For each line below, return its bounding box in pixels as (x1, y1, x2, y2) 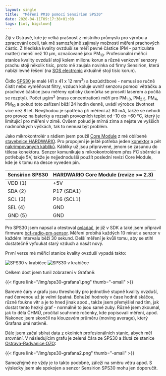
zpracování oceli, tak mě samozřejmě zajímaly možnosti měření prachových (5, 40, 160, 46)
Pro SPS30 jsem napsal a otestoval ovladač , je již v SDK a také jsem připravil (5, 225, 162, 230)
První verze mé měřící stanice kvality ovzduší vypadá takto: (5, 250, 126, 256)
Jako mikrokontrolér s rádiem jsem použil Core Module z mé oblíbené (5, 133, 147, 139)
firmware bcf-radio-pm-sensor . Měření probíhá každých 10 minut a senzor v (5, 229, 161, 236)
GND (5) (7, 212, 27, 219)
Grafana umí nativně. (5, 320, 48, 326)
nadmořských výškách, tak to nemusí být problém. (5, 123, 109, 129)
